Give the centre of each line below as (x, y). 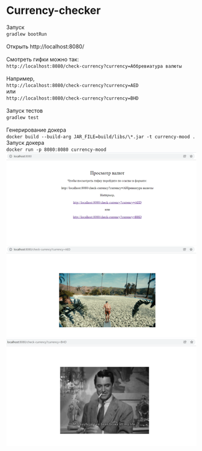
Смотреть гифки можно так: (43, 59)
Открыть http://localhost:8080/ (45, 46)
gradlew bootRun (27, 34)
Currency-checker (54, 11)
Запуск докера (25, 142)
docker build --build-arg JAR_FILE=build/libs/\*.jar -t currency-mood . (101, 136)
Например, (21, 78)
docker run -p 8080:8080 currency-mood (56, 149)
